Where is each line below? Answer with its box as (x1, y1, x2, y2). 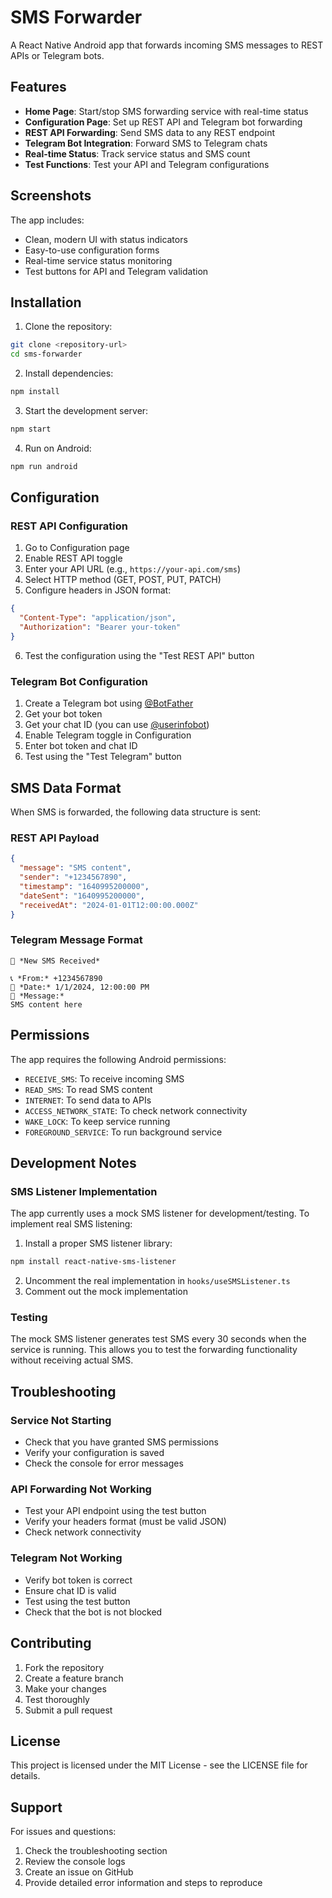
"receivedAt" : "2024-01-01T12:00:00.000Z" (19, 900, 199, 910)
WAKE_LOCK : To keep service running (24, 1115, 171, 1127)
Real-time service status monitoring (24, 254, 173, 266)
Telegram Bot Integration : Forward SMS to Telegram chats (24, 137, 268, 149)
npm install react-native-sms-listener (10, 1257, 177, 1267)
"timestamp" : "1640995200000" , (19, 881, 150, 891)
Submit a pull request (24, 1704, 113, 1716)
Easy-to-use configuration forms (24, 244, 160, 256)
